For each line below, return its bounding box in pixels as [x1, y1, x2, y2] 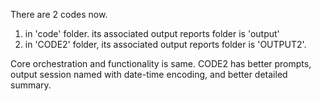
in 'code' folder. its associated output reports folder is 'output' [24, 28, 280, 39]
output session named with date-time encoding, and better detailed [10, 69, 288, 80]
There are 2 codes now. [10, 9, 108, 20]
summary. [10, 79, 52, 91]
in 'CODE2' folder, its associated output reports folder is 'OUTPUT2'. [24, 39, 307, 50]
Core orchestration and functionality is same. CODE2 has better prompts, [10, 58, 312, 69]
